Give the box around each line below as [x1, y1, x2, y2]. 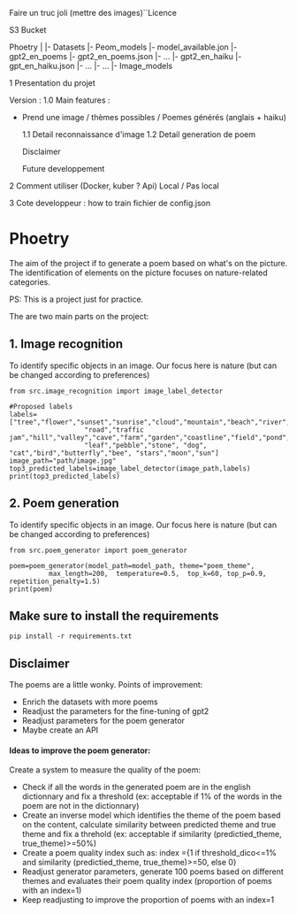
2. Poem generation [9, 495, 119, 511]
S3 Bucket [9, 25, 47, 35]
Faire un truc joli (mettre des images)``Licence [9, 8, 177, 18]
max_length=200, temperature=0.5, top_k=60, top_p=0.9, [48, 569, 267, 578]
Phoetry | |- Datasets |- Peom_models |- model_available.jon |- [9, 42, 238, 52]
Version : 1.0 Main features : [9, 95, 110, 105]
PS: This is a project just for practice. [9, 294, 144, 304]
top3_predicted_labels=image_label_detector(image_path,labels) [9, 464, 251, 472]
